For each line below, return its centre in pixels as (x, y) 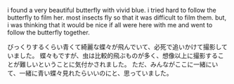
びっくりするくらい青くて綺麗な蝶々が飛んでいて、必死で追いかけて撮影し (115, 47)
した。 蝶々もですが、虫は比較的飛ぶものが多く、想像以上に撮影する (119, 56)
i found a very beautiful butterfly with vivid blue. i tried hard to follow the (112, 10)
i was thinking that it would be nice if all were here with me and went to (110, 25)
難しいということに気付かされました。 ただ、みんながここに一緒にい (119, 64)
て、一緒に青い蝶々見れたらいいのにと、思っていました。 (90, 73)
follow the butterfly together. (48, 32)
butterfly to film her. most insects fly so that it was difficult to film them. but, (117, 17)
